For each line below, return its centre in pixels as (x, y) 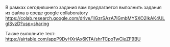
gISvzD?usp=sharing (27, 24)
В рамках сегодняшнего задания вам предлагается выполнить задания (83, 7)
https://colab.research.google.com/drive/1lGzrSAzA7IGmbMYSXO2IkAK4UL (85, 18)
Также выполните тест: (31, 33)
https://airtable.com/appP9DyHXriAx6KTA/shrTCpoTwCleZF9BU (73, 39)
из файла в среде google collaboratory (47, 13)
